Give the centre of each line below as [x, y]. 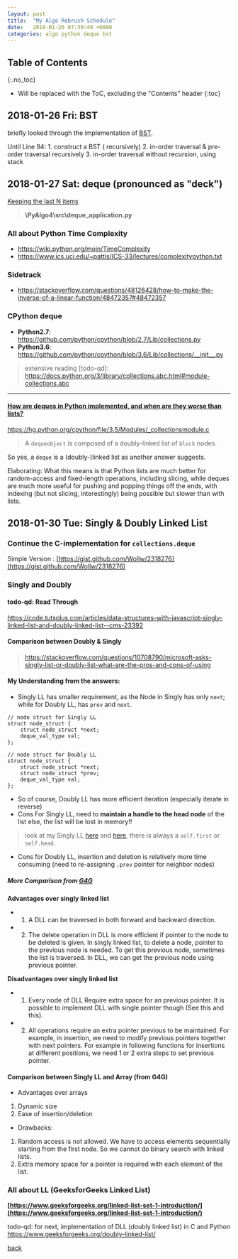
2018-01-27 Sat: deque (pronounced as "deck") [115, 184]
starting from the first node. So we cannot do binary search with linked [121, 1149]
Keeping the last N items [43, 201]
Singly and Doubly [40, 585]
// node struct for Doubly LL [52, 755]
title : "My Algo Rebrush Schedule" [61, 21]
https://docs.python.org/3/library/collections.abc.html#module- [117, 375]
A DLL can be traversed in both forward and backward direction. [122, 919]
